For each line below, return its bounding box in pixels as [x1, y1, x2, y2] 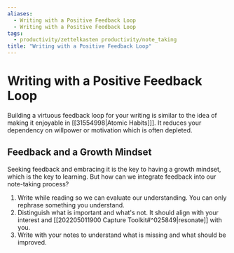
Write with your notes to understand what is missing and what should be [17, 231, 226, 239]
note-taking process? [7, 179, 69, 188]
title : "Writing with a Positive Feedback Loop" [7, 43, 152, 50]
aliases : [7, 10, 33, 18]
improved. [17, 238, 47, 246]
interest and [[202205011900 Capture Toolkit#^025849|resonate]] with [17, 215, 223, 224]
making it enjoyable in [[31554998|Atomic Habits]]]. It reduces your [7, 118, 202, 127]
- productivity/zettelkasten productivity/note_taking [13, 36, 177, 43]
